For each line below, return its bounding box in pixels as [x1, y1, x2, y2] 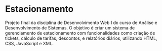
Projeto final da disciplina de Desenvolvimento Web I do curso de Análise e [5, 20, 158, 25]
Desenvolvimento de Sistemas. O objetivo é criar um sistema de [5, 25, 135, 30]
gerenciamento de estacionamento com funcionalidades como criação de [5, 30, 156, 36]
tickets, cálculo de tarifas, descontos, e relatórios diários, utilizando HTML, [5, 35, 157, 41]
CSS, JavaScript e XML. [5, 40, 54, 46]
